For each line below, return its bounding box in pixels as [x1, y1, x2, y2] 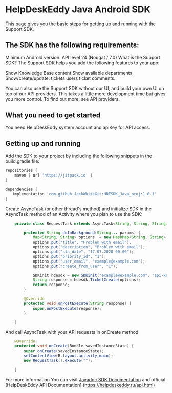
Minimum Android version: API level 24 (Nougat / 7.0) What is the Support [5, 54, 160, 60]
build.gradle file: [5, 158, 40, 164]
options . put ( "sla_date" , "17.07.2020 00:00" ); [32, 249, 134, 254]
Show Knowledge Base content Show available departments [5, 70, 133, 76]
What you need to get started [5, 111, 101, 120]
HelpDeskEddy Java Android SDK [5, 4, 151, 15]
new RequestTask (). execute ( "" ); [24, 358, 93, 363]
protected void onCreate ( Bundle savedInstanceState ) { [14, 344, 134, 349]
